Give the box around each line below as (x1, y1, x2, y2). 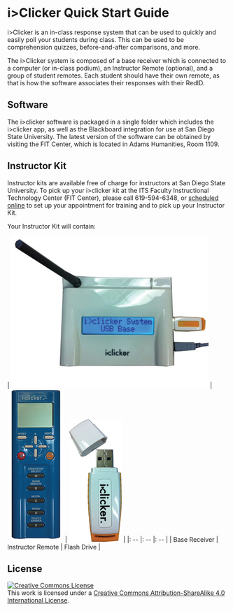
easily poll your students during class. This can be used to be (7, 35, 184, 43)
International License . (7, 596, 70, 605)
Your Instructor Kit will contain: (7, 222, 96, 230)
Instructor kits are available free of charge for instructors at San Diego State (7, 178, 226, 187)
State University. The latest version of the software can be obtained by (7, 132, 211, 141)
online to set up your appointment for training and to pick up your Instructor (7, 201, 225, 209)
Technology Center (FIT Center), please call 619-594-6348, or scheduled (7, 194, 219, 202)
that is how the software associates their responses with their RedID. (7, 78, 205, 87)
